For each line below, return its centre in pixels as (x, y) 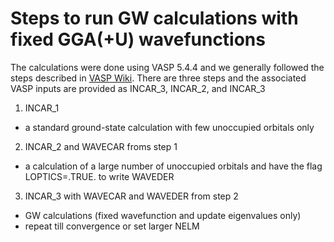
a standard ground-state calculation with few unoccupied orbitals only (169, 127)
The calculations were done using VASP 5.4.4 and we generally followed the (167, 67)
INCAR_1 (42, 108)
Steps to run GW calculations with (154, 18)
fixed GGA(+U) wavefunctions (138, 39)
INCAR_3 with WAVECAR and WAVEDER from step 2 (131, 196)
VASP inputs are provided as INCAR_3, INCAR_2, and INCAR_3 (138, 88)
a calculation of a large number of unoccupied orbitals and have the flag (173, 166)
